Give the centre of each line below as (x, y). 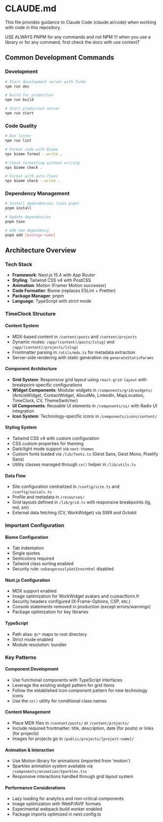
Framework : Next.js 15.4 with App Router (54, 275)
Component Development (32, 669)
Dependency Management (37, 194)
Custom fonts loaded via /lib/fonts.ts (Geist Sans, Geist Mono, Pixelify (85, 454)
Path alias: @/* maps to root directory (49, 634)
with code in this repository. (33, 27)
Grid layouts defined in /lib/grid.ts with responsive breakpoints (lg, (82, 502)
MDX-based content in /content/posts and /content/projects (74, 337)
